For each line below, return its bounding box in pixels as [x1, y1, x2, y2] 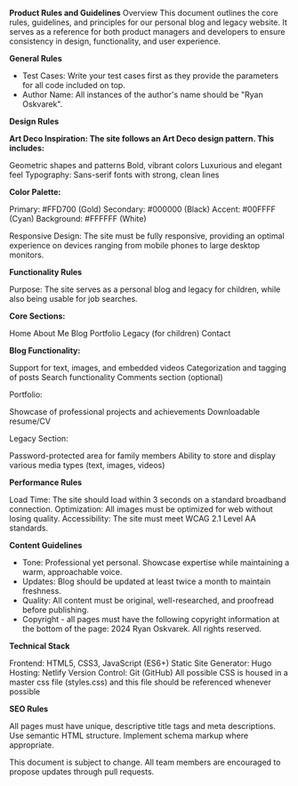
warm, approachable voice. [21, 567, 123, 577]
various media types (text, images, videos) [9, 460, 165, 470]
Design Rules [9, 116, 60, 126]
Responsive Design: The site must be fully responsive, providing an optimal [9, 231, 285, 241]
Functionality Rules [9, 267, 83, 277]
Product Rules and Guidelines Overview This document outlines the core [9, 8, 278, 18]
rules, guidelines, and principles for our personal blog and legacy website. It [9, 17, 287, 28]
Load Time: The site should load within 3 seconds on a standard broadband [9, 494, 286, 505]
